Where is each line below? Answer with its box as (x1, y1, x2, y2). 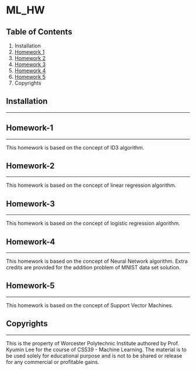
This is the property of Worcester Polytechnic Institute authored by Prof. (6, 339, 180, 346)
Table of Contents (6, 27, 73, 37)
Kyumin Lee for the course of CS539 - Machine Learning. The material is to (6, 346, 187, 353)
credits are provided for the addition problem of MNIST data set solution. (6, 264, 181, 271)
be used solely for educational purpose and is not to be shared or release (6, 352, 183, 359)
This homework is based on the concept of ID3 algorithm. (6, 144, 145, 151)
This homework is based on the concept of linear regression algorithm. (6, 182, 177, 189)
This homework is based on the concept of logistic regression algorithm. (6, 220, 180, 227)
